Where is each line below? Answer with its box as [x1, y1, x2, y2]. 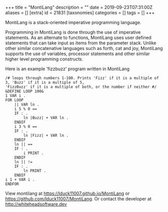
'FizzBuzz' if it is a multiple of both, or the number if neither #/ [5, 84, 157, 89]
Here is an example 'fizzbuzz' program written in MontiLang [5, 66, 130, 72]
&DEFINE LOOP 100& [5, 89, 44, 94]
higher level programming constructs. [5, 56, 83, 62]
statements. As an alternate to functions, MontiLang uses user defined [5, 35, 152, 40]
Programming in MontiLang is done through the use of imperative [5, 29, 141, 35]
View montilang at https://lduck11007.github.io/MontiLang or [5, 190, 130, 196]
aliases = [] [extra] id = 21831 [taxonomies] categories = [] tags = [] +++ [5, 10, 155, 16]
